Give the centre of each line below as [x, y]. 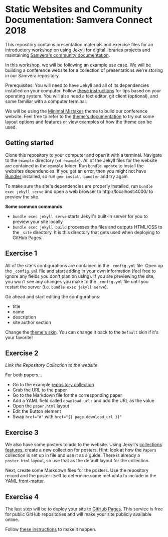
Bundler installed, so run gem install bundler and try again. [67, 176]
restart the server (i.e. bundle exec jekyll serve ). [57, 287]
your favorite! [19, 337]
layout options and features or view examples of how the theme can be [78, 122]
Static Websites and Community [74, 9]
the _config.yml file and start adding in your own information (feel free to [81, 271]
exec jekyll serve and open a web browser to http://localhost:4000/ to [79, 191]
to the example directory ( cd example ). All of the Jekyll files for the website [81, 160]
